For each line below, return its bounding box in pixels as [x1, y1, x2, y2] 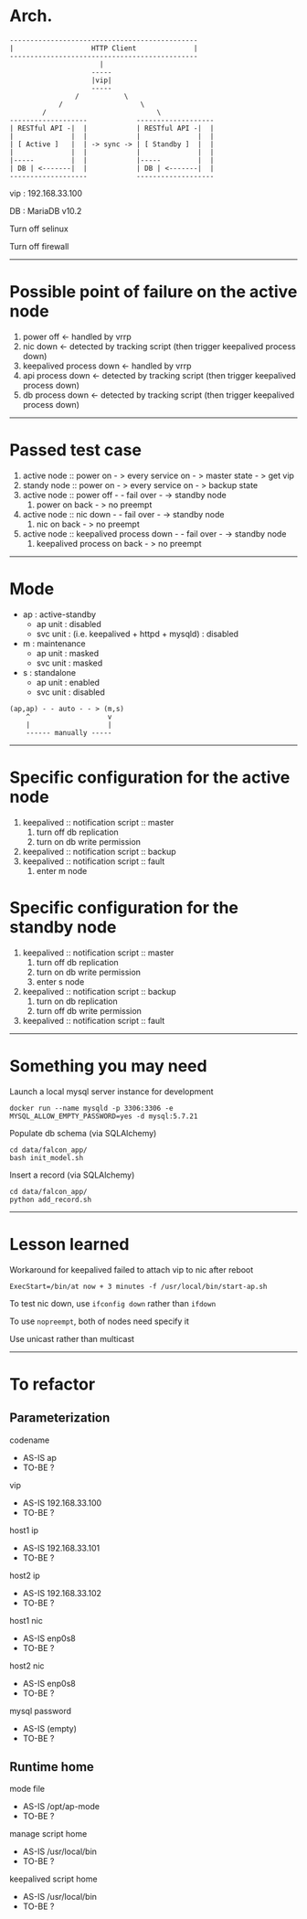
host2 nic [9, 1660, 45, 1671]
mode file [9, 1784, 46, 1795]
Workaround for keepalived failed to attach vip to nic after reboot [9, 1263, 254, 1275]
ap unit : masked [36, 647, 100, 658]
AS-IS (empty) [22, 1722, 78, 1733]
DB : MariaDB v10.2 [9, 205, 82, 216]
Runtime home [9, 1759, 94, 1775]
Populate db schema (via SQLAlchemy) [9, 1127, 157, 1138]
